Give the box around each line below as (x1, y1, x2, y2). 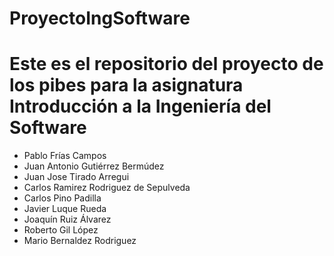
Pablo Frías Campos (23, 150, 107, 162)
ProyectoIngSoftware (9, 7, 191, 30)
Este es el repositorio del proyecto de (9, 53, 324, 76)
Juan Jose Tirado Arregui (23, 171, 130, 183)
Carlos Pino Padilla (23, 192, 102, 204)
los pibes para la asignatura (9, 74, 244, 97)
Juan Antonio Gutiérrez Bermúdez (23, 160, 165, 172)
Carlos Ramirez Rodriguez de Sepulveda (23, 182, 191, 194)
